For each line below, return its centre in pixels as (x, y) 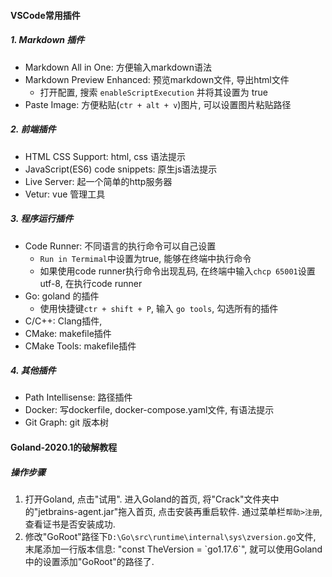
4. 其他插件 (33, 371)
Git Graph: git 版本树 (67, 422)
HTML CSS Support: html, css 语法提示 (105, 156)
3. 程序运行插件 (42, 219)
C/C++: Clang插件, (63, 321)
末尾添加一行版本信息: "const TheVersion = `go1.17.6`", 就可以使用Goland (173, 549)
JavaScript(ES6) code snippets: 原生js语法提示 (121, 169)
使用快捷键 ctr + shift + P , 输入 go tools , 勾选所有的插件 (159, 308)
